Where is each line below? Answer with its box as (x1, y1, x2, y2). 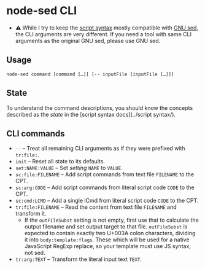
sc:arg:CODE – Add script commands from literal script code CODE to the (15, 184, 195, 191)
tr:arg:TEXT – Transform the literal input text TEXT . (15, 255, 142, 263)
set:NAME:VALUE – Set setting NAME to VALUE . (15, 164, 123, 172)
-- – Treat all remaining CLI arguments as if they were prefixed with (15, 145, 185, 152)
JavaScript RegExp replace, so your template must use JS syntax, (24, 243, 191, 250)
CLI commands (6, 128, 66, 139)
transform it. (15, 210, 47, 217)
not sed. (24, 249, 45, 257)
